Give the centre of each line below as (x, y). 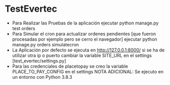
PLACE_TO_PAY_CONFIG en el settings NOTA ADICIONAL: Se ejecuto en (88, 71)
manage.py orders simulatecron (46, 44)
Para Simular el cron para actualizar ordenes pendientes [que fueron (84, 34)
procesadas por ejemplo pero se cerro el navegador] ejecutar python (84, 39)
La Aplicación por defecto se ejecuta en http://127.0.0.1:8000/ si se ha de (88, 50)
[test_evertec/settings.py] (39, 61)
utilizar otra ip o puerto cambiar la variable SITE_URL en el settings (82, 55)
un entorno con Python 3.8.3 (42, 77)
